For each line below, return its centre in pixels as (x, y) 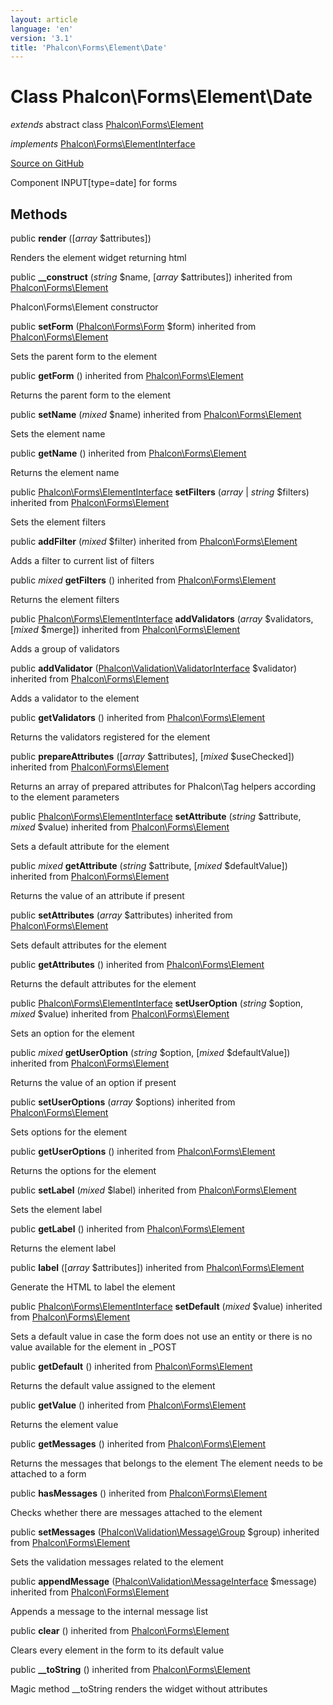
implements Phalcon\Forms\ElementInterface (103, 144)
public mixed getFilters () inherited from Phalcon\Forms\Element (143, 580)
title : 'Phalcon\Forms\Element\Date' (89, 47)
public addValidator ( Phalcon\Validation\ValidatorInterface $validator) (154, 668)
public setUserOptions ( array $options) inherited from (123, 1102)
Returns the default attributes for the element (103, 984)
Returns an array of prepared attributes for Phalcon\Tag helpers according (163, 786)
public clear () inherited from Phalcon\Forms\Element (120, 1630)
